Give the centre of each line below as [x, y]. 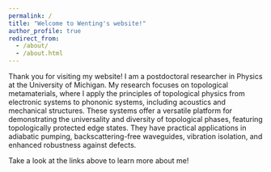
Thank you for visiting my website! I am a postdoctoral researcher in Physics [135, 76]
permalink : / [30, 16]
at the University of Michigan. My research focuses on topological [119, 85]
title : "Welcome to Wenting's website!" [78, 23]
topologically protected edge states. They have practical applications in [127, 128]
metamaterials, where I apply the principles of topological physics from [127, 93]
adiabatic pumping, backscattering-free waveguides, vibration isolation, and [135, 136]
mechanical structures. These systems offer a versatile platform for [121, 111]
